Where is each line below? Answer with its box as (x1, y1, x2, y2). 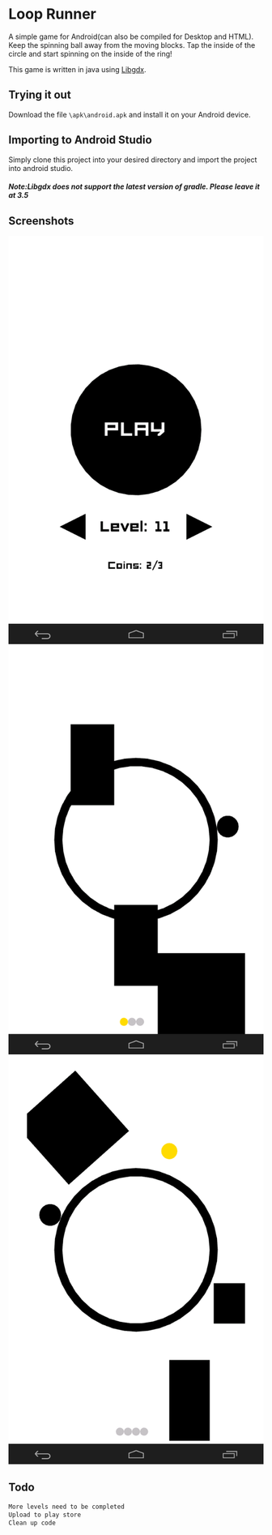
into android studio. (8, 163, 74, 173)
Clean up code (8, 1519, 57, 1527)
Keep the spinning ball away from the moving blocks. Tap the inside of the (8, 40, 256, 49)
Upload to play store (8, 1511, 82, 1519)
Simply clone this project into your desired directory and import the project (8, 155, 257, 165)
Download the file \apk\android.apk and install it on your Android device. (8, 109, 251, 119)
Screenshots (8, 214, 74, 228)
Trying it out (8, 88, 71, 102)
